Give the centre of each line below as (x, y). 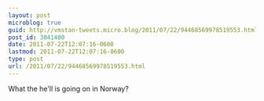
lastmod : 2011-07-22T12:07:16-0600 (66, 52)
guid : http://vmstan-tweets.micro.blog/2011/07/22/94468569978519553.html (133, 30)
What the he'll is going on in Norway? (69, 88)
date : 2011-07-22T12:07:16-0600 (61, 45)
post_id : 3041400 (37, 37)
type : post (26, 60)
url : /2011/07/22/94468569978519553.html (77, 67)
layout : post (29, 15)
